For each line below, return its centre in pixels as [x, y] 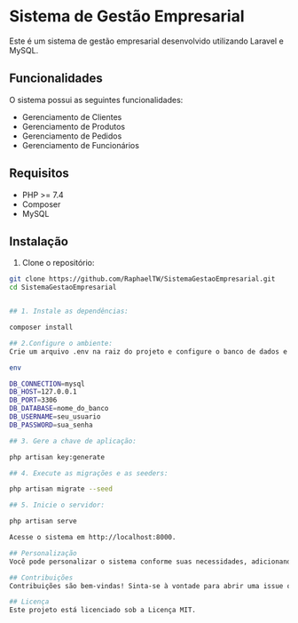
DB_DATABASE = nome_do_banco [59, 409]
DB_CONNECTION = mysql [47, 384]
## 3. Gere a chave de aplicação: [73, 441]
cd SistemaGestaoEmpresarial [63, 288]
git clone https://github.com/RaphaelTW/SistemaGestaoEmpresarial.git [142, 279]
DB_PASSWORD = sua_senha [51, 425]
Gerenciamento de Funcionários [81, 145]
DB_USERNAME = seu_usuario [55, 417]
